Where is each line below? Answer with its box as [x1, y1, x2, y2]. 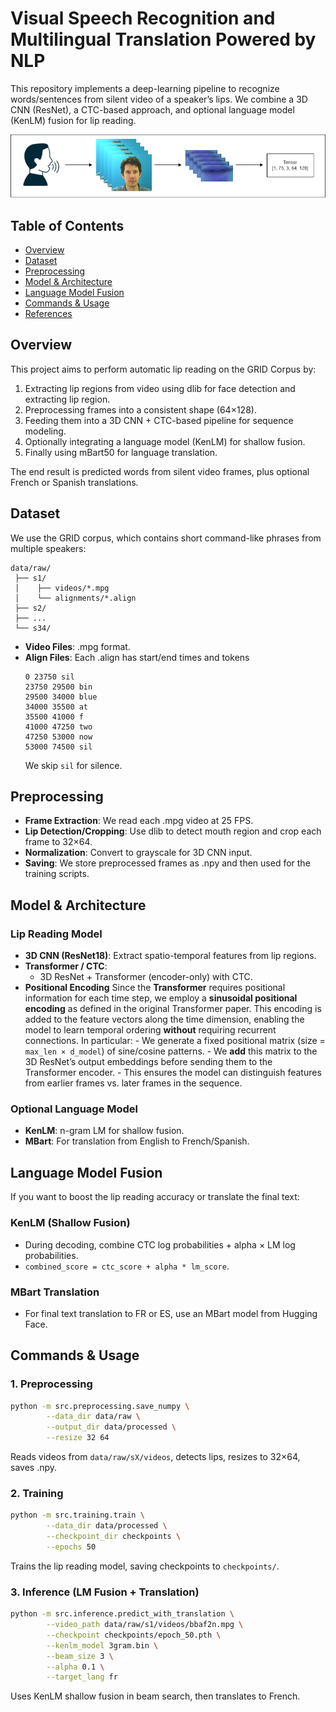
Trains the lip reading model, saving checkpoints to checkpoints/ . [10, 1560, 280, 1572]
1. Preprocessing [10, 1377, 93, 1391]
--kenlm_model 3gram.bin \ [46, 1640, 159, 1651]
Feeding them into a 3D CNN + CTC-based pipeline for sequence [24, 414, 294, 426]
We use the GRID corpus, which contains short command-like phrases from [10, 532, 322, 544]
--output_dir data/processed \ [46, 1422, 177, 1432]
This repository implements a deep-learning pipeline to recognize [10, 82, 280, 94]
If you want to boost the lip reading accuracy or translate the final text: [10, 1191, 300, 1203]
